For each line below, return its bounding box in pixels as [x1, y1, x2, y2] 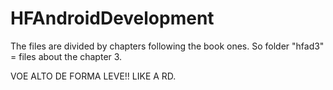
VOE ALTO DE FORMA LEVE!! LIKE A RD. [10, 70, 177, 82]
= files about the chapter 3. [10, 50, 123, 62]
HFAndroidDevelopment [10, 7, 215, 30]
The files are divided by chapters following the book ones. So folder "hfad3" [10, 40, 325, 52]
